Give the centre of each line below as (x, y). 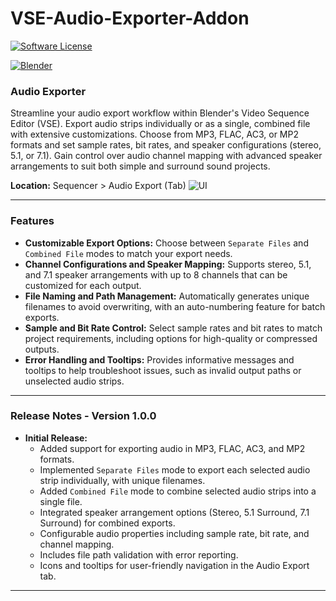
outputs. (42, 349)
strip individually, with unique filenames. (122, 480)
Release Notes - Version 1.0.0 (83, 416)
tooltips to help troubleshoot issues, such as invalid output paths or (163, 370)
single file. (61, 501)
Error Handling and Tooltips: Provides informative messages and (159, 359)
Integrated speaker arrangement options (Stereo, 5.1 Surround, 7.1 (174, 512)
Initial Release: (56, 438)
